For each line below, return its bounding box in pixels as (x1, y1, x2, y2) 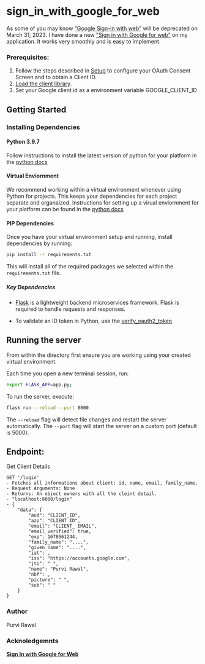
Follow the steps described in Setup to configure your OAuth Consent (15, 67, 191, 74)
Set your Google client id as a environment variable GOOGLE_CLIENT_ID (15, 87, 197, 94)
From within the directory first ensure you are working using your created (6, 351, 191, 359)
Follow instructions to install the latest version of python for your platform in (6, 152, 197, 159)
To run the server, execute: (6, 393, 75, 400)
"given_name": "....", (28, 545, 86, 551)
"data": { (17, 507, 43, 514)
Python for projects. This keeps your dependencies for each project (6, 192, 177, 200)
